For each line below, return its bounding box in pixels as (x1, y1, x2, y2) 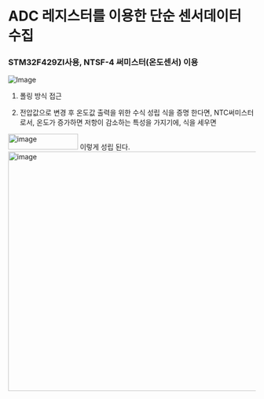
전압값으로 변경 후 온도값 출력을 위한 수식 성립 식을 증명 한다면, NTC (19, 108, 229, 118)
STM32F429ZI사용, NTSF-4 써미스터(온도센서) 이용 (8, 57, 199, 68)
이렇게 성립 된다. (79, 142, 131, 152)
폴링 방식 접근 (19, 91, 62, 101)
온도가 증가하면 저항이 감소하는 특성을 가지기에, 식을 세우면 (36, 118, 218, 127)
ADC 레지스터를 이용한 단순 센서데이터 (8, 7, 242, 25)
